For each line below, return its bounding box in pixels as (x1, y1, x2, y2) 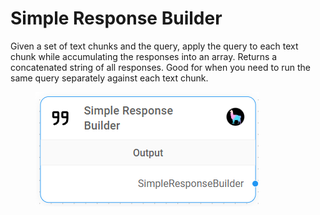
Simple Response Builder (10, 7, 223, 30)
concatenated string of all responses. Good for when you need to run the (10, 61, 311, 73)
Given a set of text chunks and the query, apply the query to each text (10, 40, 299, 52)
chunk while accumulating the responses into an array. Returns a (10, 50, 278, 62)
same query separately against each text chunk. (10, 72, 209, 84)
